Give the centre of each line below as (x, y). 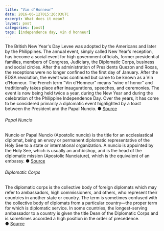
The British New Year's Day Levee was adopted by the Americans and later (81, 46)
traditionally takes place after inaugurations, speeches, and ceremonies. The (82, 88)
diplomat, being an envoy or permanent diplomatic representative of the (78, 140)
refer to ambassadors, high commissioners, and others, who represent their (81, 193)
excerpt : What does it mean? (35, 19)
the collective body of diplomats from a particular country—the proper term (81, 203)
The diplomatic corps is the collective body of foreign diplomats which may (81, 187)
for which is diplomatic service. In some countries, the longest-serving (76, 208)
